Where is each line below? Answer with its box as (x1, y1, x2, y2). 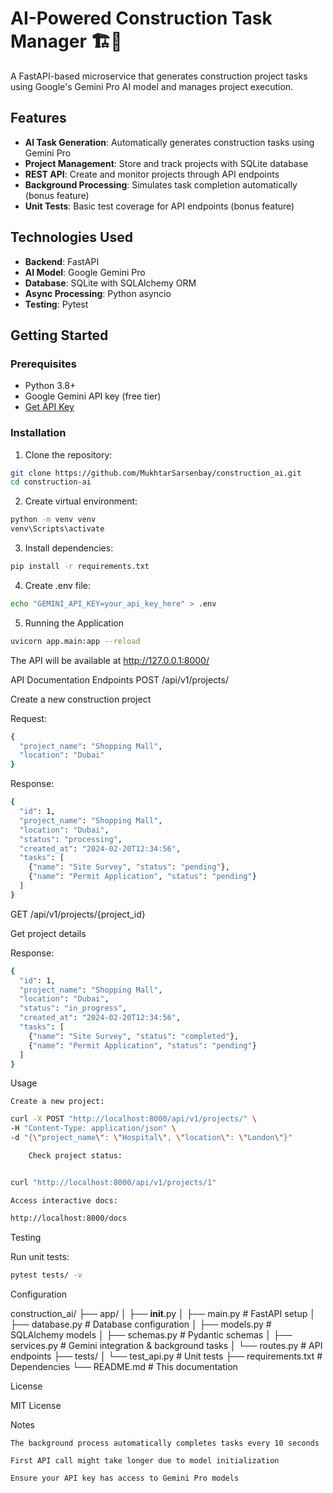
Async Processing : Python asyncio (24, 287, 172, 299)
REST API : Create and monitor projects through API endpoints (24, 168, 280, 180)
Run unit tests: (10, 1250, 70, 1262)
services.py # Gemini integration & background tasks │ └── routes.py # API (10, 1339, 323, 1351)
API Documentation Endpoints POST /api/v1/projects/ (10, 673, 230, 686)
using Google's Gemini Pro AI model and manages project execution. (10, 80, 294, 92)
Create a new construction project (10, 693, 152, 705)
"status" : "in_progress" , (19, 1003, 128, 1014)
